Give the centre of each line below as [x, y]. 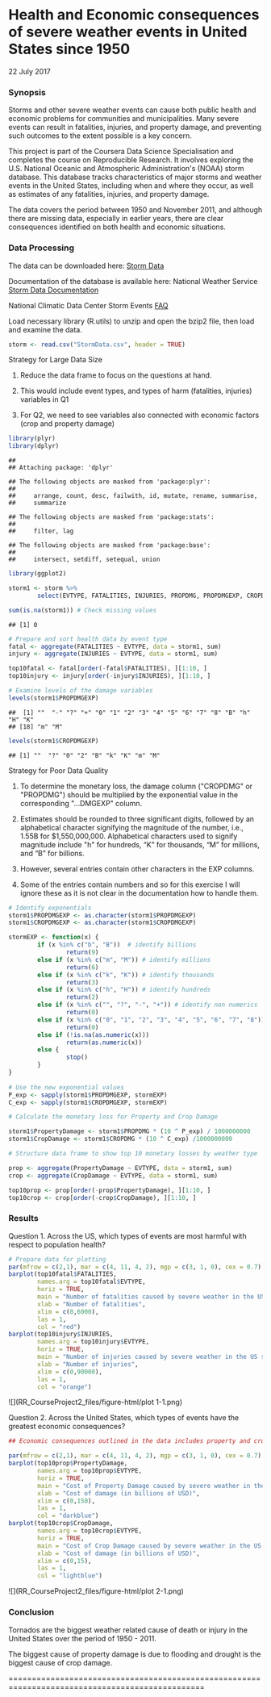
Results [23, 1218]
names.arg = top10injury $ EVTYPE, [94, 1342]
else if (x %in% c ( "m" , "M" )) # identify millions [124, 959]
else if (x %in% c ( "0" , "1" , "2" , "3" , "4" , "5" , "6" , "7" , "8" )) [151, 1020]
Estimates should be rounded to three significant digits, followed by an [137, 819]
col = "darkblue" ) [68, 1516]
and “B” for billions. [52, 853]
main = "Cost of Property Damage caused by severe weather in [144, 1486]
